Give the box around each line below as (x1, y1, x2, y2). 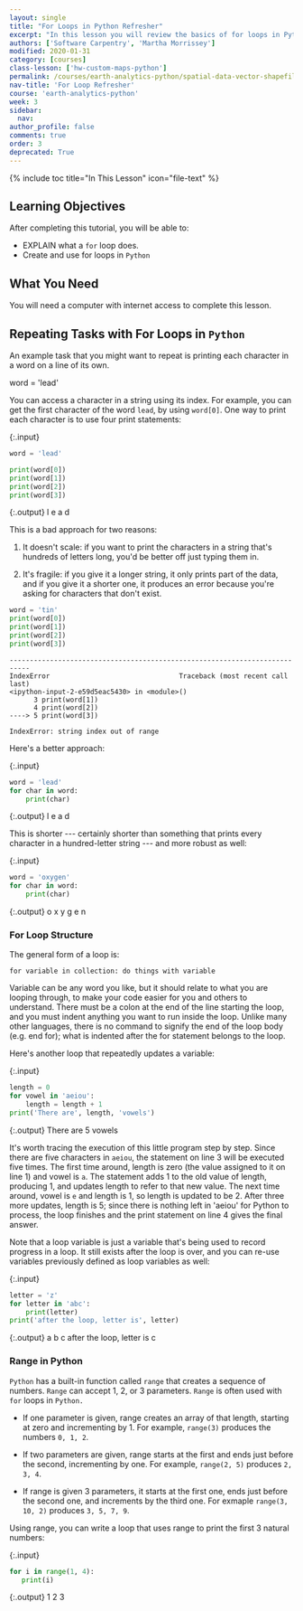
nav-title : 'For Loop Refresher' (9, 80, 135, 89)
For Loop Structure (9, 928, 94, 941)
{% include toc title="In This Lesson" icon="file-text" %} (9, 173, 219, 184)
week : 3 (9, 97, 39, 107)
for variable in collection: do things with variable (9, 966, 216, 976)
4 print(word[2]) (32, 702, 99, 712)
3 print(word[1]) (32, 695, 99, 704)
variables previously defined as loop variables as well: (9, 1256, 210, 1267)
